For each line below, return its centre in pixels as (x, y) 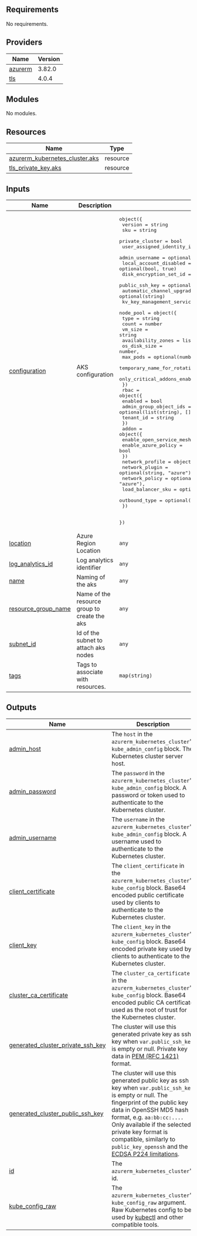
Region (86, 544)
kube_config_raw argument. (149, 1202)
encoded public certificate (147, 895)
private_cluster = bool (151, 241)
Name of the (94, 594)
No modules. (21, 114)
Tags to (87, 665)
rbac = (131, 390)
